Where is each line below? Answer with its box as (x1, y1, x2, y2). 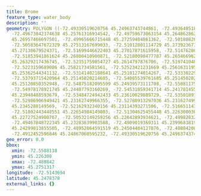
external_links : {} (6, 181, 55, 187)
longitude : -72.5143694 (6, 170, 66, 176)
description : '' (6, 20, 47, 26)
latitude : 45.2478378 (6, 176, 60, 182)
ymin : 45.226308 (11, 153, 52, 159)
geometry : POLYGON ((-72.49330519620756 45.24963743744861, (6, 25, 160, 32)
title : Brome (6, 8, 39, 15)
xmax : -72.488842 (11, 159, 55, 165)
